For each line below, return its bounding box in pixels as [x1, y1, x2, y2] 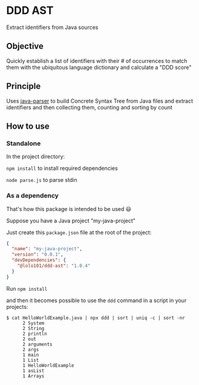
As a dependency [6, 192, 59, 200]
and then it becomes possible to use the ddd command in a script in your [6, 297, 187, 304]
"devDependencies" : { [11, 257, 67, 264]
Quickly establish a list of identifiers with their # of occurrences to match [6, 57, 188, 64]
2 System [22, 320, 45, 326]
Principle [6, 81, 41, 91]
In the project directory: [6, 153, 65, 160]
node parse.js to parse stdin [6, 176, 77, 184]
